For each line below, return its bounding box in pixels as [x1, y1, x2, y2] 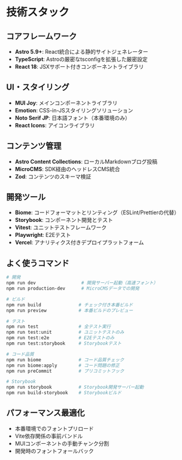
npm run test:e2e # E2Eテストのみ [6, 335, 115, 341]
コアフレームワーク [6, 31, 77, 41]
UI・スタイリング [6, 82, 70, 93]
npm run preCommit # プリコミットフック [6, 368, 125, 374]
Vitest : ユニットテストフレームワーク [14, 224, 107, 231]
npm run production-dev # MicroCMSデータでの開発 [6, 285, 139, 291]
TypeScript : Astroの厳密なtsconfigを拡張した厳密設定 [14, 56, 148, 63]
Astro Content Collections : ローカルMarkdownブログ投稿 [14, 158, 157, 165]
